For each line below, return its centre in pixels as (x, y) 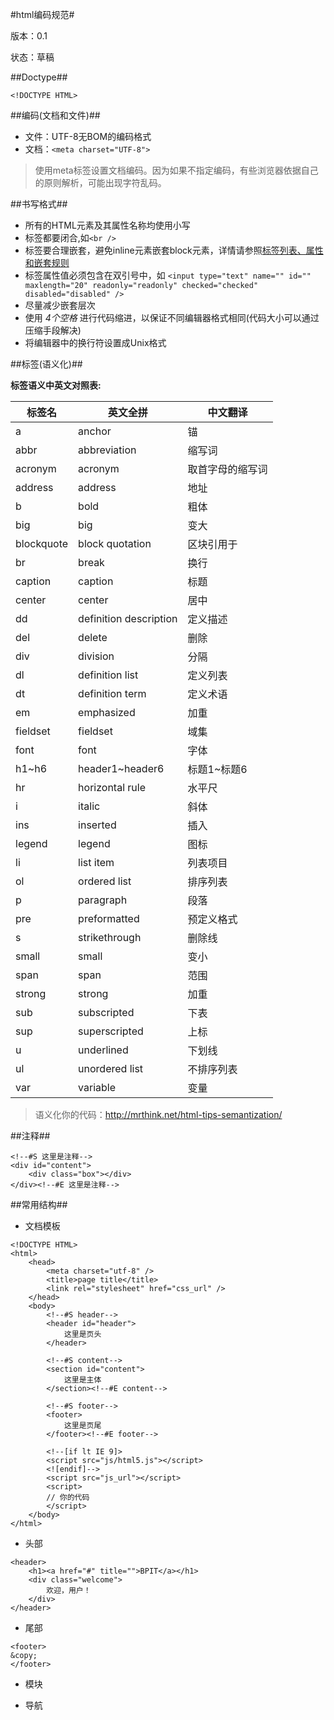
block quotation (115, 543)
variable (97, 1087)
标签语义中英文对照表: (56, 385)
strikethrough (110, 937)
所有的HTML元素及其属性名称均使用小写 (107, 225)
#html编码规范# (42, 14)
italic (89, 806)
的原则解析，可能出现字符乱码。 (100, 182)
